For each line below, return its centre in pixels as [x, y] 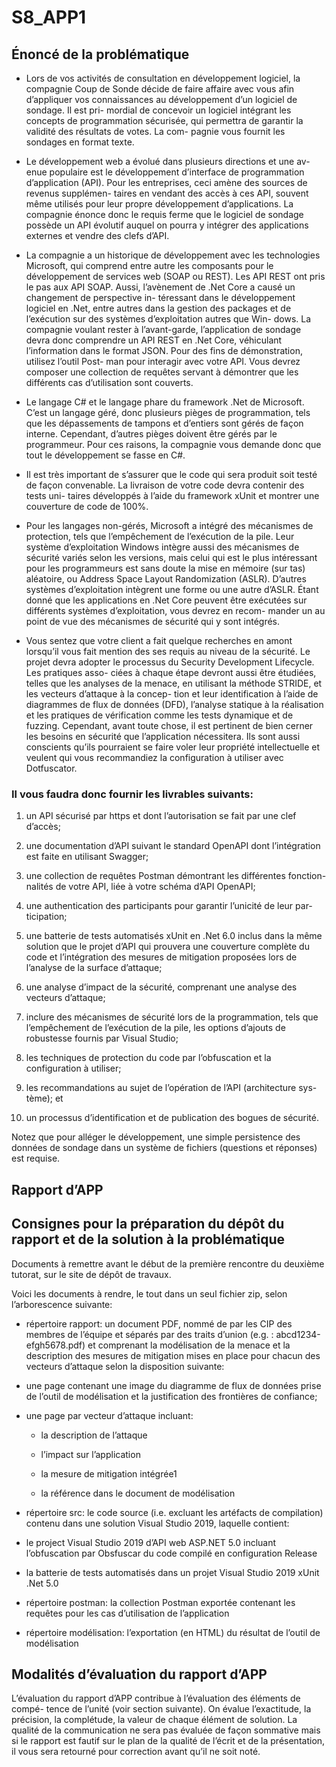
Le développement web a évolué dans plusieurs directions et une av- [168, 161]
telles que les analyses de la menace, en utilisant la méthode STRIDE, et [174, 683]
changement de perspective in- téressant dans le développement [160, 297]
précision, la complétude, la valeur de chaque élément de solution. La [154, 1720]
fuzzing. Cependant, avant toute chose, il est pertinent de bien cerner [169, 725]
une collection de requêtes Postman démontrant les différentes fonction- [176, 876]
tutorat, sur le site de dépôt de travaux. [91, 1274]
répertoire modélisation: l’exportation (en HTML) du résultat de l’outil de [173, 1632]
